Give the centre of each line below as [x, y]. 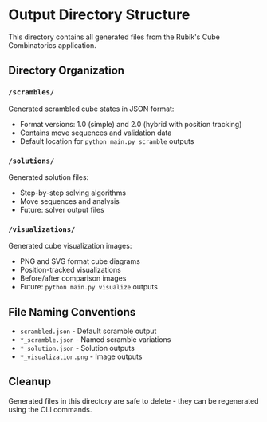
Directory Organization [67, 71]
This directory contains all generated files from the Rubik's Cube [114, 37]
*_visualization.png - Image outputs [81, 356]
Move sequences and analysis [69, 201]
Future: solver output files [62, 209]
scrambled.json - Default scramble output [88, 331]
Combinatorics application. [53, 45]
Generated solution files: [49, 177]
